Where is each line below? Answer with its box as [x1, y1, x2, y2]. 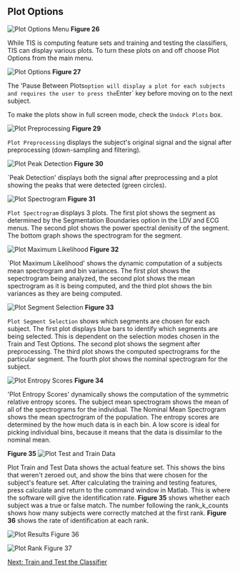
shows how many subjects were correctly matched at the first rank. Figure [7, 508, 227, 517]
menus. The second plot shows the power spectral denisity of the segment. [7, 223, 230, 232]
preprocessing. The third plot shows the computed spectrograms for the [7, 347, 221, 355]
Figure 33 [84, 303, 114, 311]
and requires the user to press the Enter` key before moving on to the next [7, 88, 233, 97]
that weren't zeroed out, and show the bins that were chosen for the [7, 470, 208, 479]
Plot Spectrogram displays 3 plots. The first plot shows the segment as [7, 208, 216, 217]
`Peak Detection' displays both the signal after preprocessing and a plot [7, 173, 219, 181]
